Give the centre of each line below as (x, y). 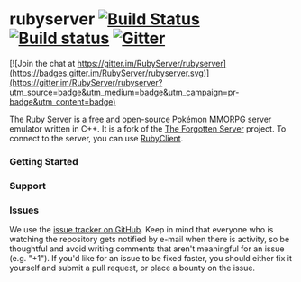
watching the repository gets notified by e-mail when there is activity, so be (150, 240)
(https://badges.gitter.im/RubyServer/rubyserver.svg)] (109, 73)
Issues (24, 210)
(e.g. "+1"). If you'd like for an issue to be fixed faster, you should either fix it (151, 259)
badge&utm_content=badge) (63, 101)
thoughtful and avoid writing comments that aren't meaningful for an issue (147, 249)
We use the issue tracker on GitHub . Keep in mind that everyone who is (141, 230)
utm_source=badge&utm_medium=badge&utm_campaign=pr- (124, 92)
